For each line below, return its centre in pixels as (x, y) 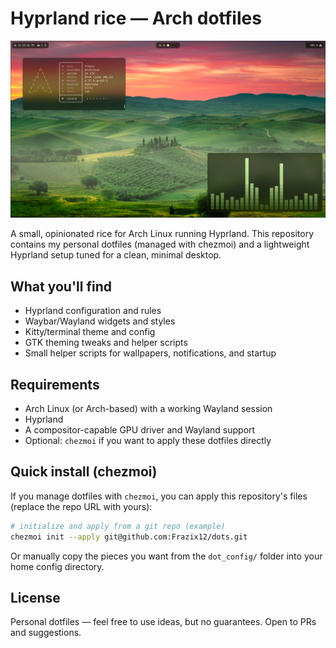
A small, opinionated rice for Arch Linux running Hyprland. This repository (162, 234)
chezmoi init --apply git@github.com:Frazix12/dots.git (129, 537)
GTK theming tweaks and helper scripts (106, 343)
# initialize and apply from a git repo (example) (118, 526)
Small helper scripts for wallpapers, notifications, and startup (150, 353)
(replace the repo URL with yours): (81, 506)
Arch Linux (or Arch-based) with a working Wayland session (148, 409)
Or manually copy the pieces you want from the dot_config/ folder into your (166, 556)
